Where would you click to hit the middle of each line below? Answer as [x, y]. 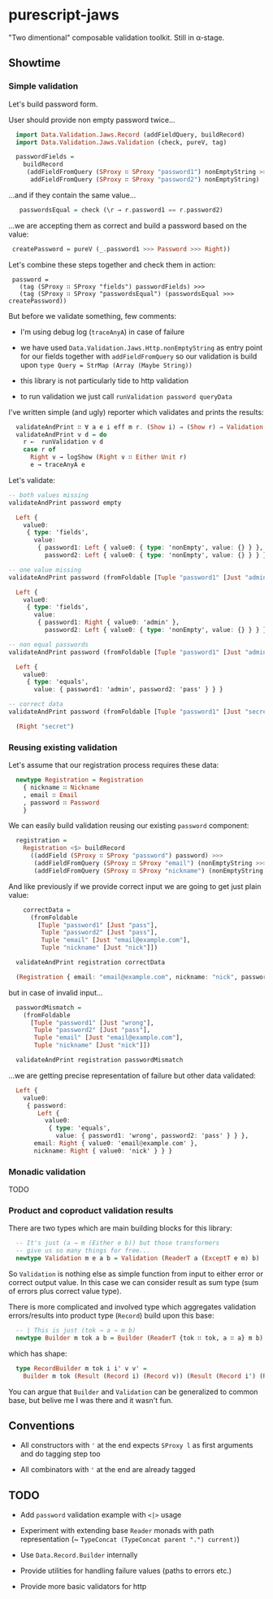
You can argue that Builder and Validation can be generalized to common [133, 1392]
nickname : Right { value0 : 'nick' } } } [103, 1151]
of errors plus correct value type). [65, 1292]
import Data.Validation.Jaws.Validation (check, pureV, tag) [121, 142]
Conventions [42, 1425]
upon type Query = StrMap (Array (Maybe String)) [106, 364]
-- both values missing [49, 495]
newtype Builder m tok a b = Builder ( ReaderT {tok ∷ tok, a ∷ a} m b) [140, 1338]
